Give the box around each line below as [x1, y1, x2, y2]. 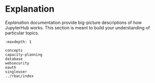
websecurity [5, 61, 29, 65]
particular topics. [5, 30, 39, 36]
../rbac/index [5, 73, 34, 79]
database [5, 56, 23, 62]
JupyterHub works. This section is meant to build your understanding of [5, 24, 150, 30]
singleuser [5, 69, 27, 74]
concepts [5, 48, 23, 53]
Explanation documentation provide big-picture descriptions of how [5, 20, 142, 25]
